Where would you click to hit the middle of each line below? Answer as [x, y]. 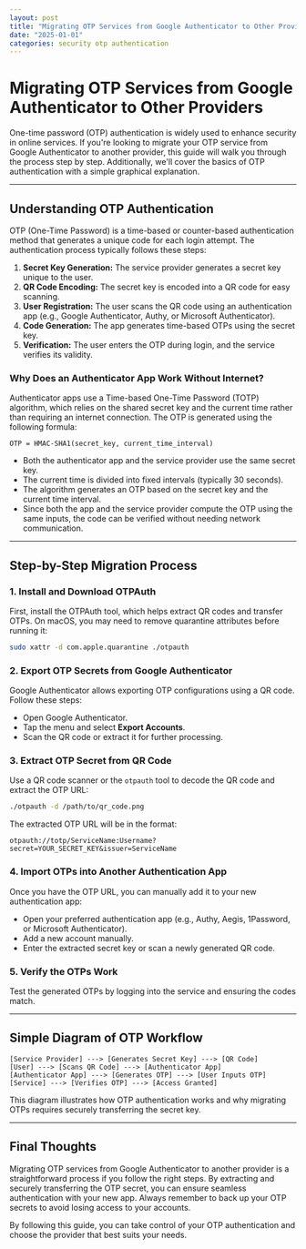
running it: [29, 630]
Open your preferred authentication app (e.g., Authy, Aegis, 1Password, [156, 919]
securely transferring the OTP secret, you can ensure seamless [128, 1188]
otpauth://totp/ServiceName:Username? [83, 841]
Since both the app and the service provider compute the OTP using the [158, 509]
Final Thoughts [53, 1147]
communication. [53, 528]
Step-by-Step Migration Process [103, 565]
